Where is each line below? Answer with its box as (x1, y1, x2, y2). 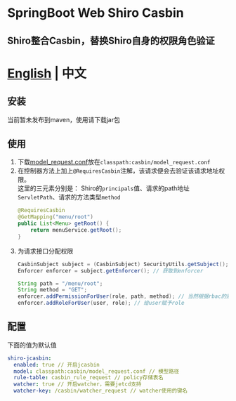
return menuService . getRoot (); (30, 227, 122, 234)
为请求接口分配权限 (17, 246, 74, 255)
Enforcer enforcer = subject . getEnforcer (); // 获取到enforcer (17, 267, 204, 275)
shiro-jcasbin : (7, 355, 52, 362)
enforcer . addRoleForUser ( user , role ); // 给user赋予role (17, 300, 185, 307)
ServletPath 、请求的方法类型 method (17, 193, 121, 202)
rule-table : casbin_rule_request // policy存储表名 (13, 374, 164, 381)
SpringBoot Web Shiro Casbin (7, 5, 184, 21)
